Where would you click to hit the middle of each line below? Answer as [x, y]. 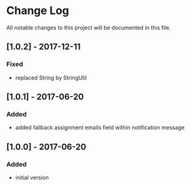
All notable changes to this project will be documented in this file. [89, 28]
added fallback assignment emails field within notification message [100, 128]
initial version [32, 177]
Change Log [38, 11]
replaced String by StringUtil [51, 78]
